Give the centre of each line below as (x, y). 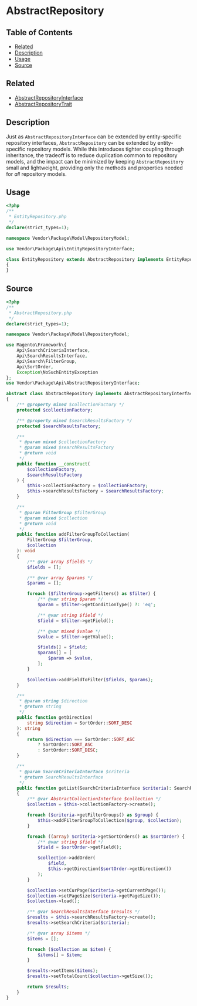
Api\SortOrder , (35, 367)
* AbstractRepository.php (40, 313)
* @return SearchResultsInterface (61, 777)
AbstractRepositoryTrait (43, 104)
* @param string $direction (53, 701)
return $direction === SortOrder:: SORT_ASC (81, 739)
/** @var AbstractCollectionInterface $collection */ (94, 799)
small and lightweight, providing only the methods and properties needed (94, 168)
